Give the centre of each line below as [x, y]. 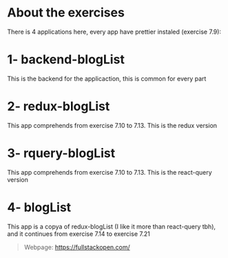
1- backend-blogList [66, 60]
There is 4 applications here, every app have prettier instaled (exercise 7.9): [114, 32]
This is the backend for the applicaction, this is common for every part [107, 78]
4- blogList [39, 207]
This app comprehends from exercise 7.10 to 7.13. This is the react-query [110, 172]
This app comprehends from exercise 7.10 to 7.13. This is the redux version [112, 125]
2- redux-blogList [59, 106]
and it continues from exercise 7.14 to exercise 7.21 [79, 234]
